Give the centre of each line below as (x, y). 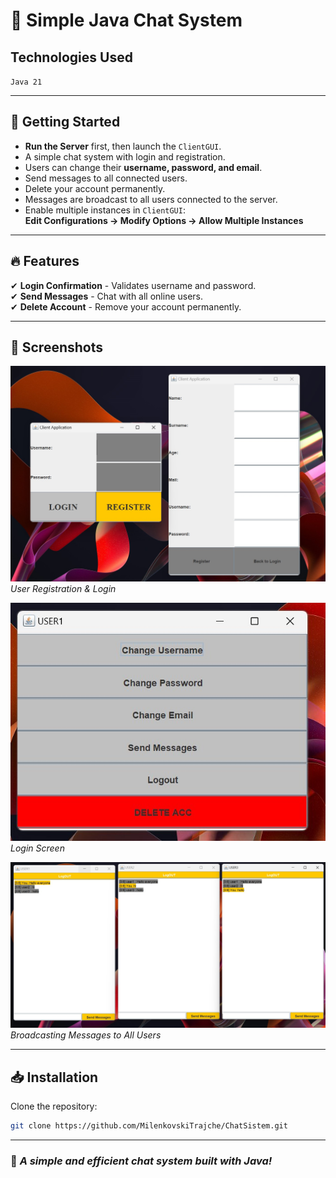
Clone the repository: (54, 1106)
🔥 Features (45, 261)
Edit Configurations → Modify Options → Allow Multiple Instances (164, 220)
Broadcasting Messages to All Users (86, 1035)
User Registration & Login (63, 589)
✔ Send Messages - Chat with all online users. (107, 296)
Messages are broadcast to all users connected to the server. (151, 199)
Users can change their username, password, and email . (143, 167)
